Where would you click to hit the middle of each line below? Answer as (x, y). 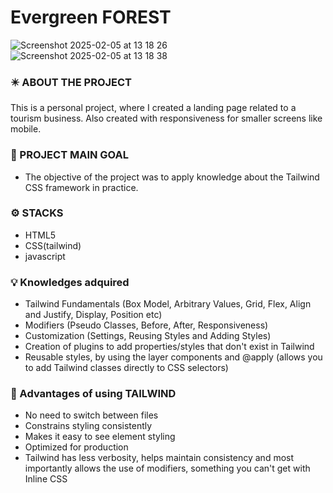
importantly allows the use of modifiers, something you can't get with (167, 468)
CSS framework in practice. (81, 187)
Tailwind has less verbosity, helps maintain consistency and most (159, 458)
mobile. (26, 129)
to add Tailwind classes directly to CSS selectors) (126, 368)
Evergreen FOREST (91, 17)
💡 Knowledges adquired (70, 282)
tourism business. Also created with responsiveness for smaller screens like (166, 118)
